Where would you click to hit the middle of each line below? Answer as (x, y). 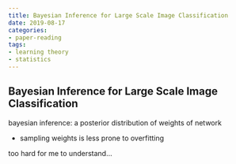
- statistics (30, 60)
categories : (28, 30)
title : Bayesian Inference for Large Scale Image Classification (118, 15)
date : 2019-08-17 (37, 23)
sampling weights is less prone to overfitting (92, 138)
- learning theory (38, 52)
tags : (17, 45)
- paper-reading (35, 37)
